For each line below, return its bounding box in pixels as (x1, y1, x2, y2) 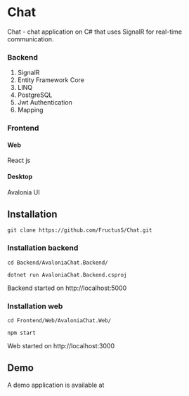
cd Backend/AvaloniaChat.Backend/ (7, 259, 109, 266)
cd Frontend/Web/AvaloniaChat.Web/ (7, 317, 112, 324)
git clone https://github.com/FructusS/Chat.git (7, 227, 152, 234)
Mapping (17, 106, 44, 114)
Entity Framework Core (17, 76, 84, 84)
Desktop (7, 172, 33, 180)
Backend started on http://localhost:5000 (7, 284, 127, 292)
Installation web (7, 301, 63, 311)
